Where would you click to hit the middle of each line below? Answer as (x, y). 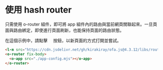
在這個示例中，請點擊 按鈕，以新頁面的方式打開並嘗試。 (63, 40)
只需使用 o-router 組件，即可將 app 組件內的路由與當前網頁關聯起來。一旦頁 (81, 24)
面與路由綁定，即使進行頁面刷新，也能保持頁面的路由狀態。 (65, 30)
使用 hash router (38, 10)
